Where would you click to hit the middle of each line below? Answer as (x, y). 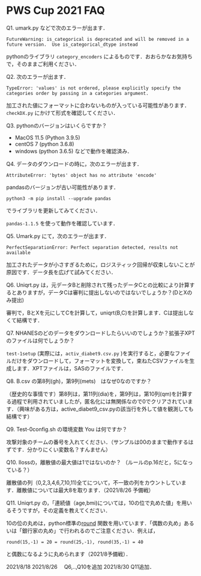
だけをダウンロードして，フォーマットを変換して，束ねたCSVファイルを (100, 361)
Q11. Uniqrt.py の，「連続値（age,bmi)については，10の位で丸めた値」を (94, 503)
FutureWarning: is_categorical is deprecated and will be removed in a (97, 39)
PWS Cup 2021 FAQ (55, 11)
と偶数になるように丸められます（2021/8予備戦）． (69, 554)
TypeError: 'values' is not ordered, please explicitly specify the (94, 88)
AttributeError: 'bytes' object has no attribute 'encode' (82, 175)
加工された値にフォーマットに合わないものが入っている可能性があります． (98, 105)
